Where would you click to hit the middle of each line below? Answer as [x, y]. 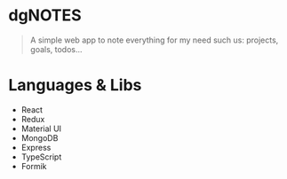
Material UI [41, 128]
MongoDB [40, 137]
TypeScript [41, 157]
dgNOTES [45, 16]
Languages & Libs [75, 86]
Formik [34, 166]
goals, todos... [56, 49]
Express [36, 147]
